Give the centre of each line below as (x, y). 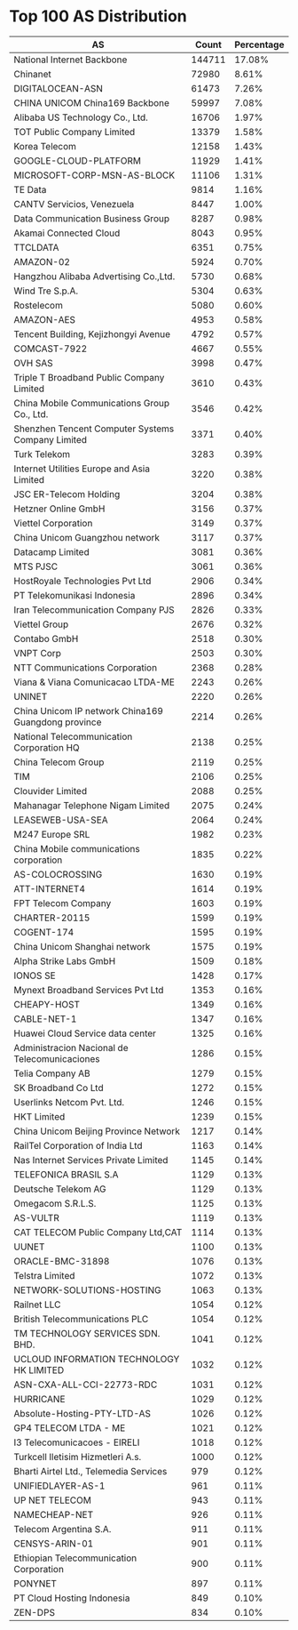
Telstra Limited (44, 1275)
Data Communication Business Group (92, 218)
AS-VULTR (36, 1217)
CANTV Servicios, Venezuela (74, 204)
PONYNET (35, 1583)
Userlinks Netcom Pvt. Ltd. (69, 1102)
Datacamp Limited (52, 551)
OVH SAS (33, 363)
